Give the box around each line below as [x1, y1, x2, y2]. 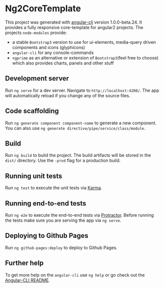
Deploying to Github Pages [5, 231, 88, 240]
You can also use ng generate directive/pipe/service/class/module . [5, 125, 146, 131]
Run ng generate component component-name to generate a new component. [5, 120, 157, 126]
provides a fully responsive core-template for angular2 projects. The [5, 24, 143, 30]
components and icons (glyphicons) [12, 44, 85, 50]
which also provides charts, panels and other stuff [12, 60, 114, 66]
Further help [5, 259, 44, 267]
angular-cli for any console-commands [12, 50, 94, 56]
